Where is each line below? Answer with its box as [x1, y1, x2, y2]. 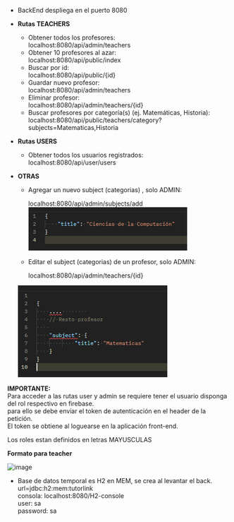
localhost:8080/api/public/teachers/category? [27, 116, 162, 124]
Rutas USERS [17, 137, 58, 146]
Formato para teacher [7, 449, 73, 458]
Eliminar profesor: [27, 93, 80, 102]
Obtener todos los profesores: [27, 33, 116, 42]
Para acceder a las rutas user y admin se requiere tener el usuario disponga [7, 392, 228, 400]
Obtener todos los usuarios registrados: [27, 151, 144, 159]
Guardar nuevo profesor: [27, 78, 100, 87]
